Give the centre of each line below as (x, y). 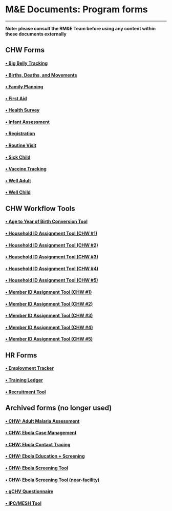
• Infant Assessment (28, 122)
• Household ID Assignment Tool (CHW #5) (52, 280)
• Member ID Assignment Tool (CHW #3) (49, 316)
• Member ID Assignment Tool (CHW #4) (49, 327)
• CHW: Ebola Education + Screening (45, 456)
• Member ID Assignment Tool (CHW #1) (49, 292)
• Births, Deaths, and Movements (41, 75)
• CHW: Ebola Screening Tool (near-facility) (52, 480)
